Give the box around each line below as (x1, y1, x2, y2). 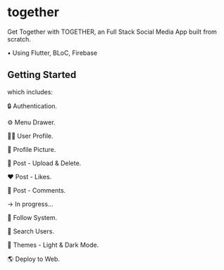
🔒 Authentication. (7, 101, 58, 110)
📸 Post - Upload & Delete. (7, 159, 82, 167)
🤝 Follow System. (7, 213, 58, 221)
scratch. (7, 34, 32, 43)
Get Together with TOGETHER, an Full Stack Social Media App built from (7, 27, 217, 36)
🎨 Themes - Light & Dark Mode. (7, 240, 99, 249)
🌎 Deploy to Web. (7, 255, 60, 263)
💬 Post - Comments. (7, 186, 66, 194)
